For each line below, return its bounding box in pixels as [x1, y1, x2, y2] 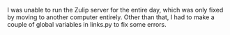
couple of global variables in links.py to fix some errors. [7, 21, 167, 28]
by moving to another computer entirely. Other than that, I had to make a [7, 13, 215, 21]
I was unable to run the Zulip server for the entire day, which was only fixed [7, 6, 224, 14]
